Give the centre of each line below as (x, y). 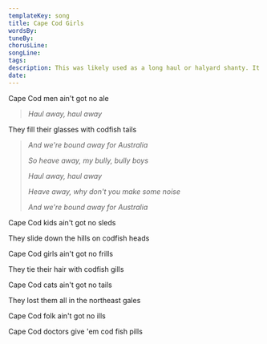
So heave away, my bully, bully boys (88, 160)
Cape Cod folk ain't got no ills (57, 316)
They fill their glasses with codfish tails (73, 129)
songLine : (25, 53)
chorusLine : (28, 46)
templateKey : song (39, 16)
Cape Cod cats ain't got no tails (60, 285)
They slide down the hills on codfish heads (79, 238)
